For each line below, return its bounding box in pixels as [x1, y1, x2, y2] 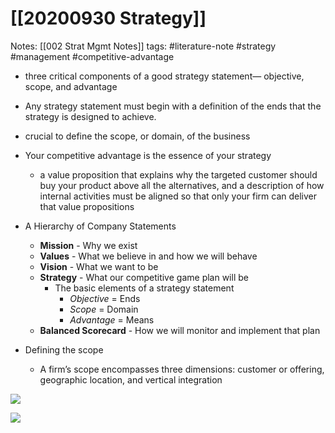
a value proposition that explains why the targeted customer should [39, 168, 318, 181]
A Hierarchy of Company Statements [24, 220, 177, 232]
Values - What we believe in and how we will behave [39, 250, 258, 262]
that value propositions [39, 200, 135, 212]
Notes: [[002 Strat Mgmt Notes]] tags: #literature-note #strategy [10, 40, 277, 52]
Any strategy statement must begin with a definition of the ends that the [24, 100, 322, 112]
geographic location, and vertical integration [39, 373, 223, 386]
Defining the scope [24, 343, 104, 356]
